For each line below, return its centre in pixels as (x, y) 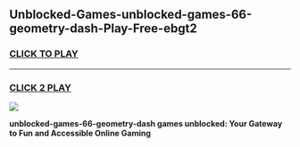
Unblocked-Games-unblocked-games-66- (131, 15)
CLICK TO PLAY (44, 54)
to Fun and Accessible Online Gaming (80, 133)
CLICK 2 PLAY (40, 87)
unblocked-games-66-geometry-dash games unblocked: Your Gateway (146, 123)
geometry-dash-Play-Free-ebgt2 (104, 29)
